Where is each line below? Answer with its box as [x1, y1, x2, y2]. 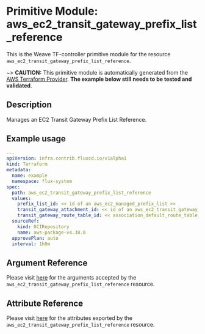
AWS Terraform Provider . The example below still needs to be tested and [6, 75, 192, 83]
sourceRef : [12, 218, 40, 225]
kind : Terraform [6, 161, 48, 168]
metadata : [6, 167, 32, 173]
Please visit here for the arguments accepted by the [6, 274, 137, 281]
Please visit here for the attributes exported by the [6, 314, 133, 322]
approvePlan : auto [12, 235, 59, 241]
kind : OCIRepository [17, 223, 70, 230]
